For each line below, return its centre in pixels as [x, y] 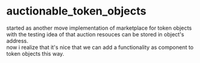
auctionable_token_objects [76, 11]
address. [17, 41]
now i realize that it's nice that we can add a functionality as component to [100, 47]
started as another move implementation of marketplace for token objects [99, 28]
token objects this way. [35, 53]
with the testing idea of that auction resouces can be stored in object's [95, 34]
